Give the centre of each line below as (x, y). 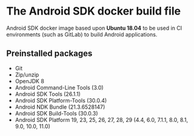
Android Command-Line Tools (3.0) (59, 87)
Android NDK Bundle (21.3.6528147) (60, 107)
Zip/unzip (27, 75)
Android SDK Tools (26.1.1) (48, 94)
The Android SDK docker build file (93, 11)
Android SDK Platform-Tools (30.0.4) (61, 100)
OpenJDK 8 (29, 81)
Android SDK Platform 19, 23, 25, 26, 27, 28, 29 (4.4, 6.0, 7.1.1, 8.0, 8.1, (102, 120)
